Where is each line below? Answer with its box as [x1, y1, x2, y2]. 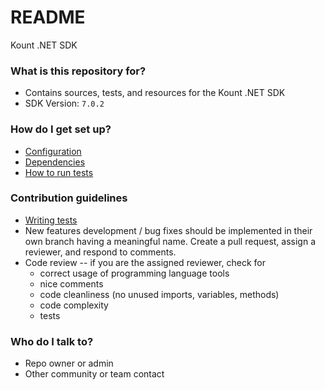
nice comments [39, 277, 104, 290]
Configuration [24, 145, 82, 157]
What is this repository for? [10, 64, 147, 78]
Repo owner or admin [24, 357, 114, 370]
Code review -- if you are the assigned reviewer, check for [24, 256, 266, 268]
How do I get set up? [10, 122, 112, 136]
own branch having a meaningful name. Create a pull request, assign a [24, 235, 317, 247]
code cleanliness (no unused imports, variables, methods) [39, 288, 280, 300]
